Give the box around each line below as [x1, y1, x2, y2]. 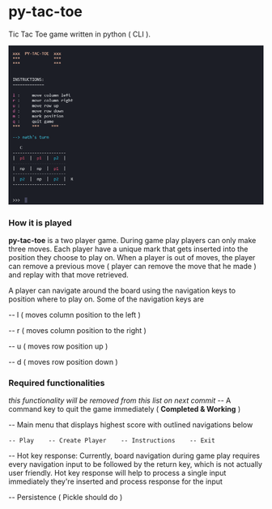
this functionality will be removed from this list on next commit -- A [8, 396, 232, 405]
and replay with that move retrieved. [8, 270, 130, 280]
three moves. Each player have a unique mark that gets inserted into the [8, 244, 249, 254]
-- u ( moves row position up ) [8, 341, 108, 351]
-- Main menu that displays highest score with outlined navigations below [8, 420, 253, 430]
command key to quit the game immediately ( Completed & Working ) [8, 404, 241, 414]
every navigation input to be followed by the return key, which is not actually [8, 460, 263, 469]
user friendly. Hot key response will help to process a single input [8, 468, 227, 478]
